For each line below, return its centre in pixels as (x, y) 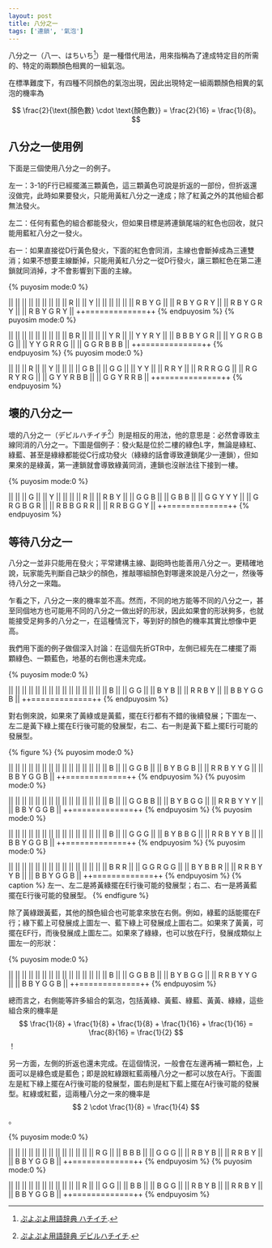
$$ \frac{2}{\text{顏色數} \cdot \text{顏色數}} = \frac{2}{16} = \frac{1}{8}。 (136, 110)
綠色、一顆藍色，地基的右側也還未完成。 (83, 659)
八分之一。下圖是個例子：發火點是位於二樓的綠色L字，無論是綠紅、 (148, 445)
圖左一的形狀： (33, 944)
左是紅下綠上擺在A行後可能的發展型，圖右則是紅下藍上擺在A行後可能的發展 (134, 1084)
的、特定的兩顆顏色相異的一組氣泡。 (69, 66)
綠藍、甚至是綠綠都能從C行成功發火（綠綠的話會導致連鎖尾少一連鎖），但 (130, 455)
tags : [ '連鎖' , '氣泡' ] (46, 31)
